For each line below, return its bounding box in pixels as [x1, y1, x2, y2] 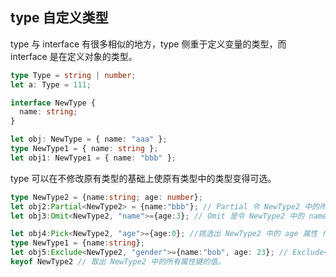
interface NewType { [10, 98, 97, 108]
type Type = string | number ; [10, 70, 137, 80]
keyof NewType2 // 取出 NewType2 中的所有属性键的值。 [10, 257, 226, 267]
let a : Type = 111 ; [10, 79, 92, 90]
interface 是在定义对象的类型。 [10, 50, 138, 62]
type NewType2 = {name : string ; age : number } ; [10, 192, 203, 202]
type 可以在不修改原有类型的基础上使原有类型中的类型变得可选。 [10, 172, 277, 184]
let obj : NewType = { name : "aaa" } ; [10, 134, 168, 145]
